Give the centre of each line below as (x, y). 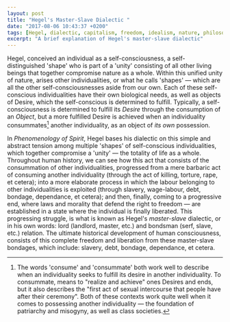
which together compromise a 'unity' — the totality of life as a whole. (104, 153)
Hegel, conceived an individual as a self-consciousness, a (89, 58)
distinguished (26, 66)
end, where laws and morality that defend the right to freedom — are (104, 203)
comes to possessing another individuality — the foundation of (105, 304)
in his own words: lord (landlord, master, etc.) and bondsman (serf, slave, (110, 225)
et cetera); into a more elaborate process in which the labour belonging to (111, 182)
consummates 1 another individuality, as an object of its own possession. (109, 124)
